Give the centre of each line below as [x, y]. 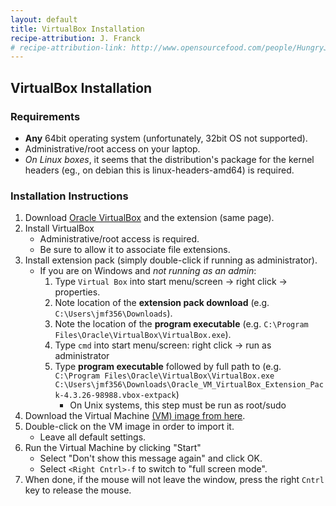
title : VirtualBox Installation [77, 29]
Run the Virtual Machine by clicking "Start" [113, 448]
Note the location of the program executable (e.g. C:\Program [181, 324]
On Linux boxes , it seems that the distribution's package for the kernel [169, 159]
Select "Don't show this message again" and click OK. [151, 458]
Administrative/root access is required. [119, 239]
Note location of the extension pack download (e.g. [162, 303]
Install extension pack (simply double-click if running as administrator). [171, 260]
